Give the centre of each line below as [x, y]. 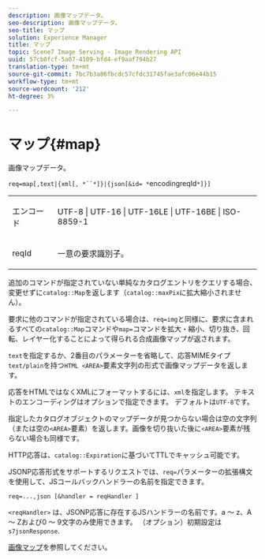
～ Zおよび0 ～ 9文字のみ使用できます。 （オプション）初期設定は [115, 522]
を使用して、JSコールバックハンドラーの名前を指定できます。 [108, 482]
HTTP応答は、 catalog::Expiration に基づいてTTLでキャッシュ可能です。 [126, 455]
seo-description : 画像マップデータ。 [65, 23]
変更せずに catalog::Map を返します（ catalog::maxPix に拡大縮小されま [121, 293]
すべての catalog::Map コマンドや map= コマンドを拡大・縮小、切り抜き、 [129, 329]
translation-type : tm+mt [49, 67]
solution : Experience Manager [58, 37]
